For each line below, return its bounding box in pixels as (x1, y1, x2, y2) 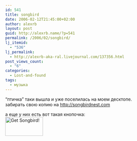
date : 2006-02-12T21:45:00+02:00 (5, 17, 75, 22)
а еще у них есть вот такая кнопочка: (5, 111, 85, 117)
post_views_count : (5, 59, 44, 64)
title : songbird (5, 12, 39, 17)
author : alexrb (5, 21, 37, 27)
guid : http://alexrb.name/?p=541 (5, 31, 75, 36)
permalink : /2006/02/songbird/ (5, 36, 71, 41)
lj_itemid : (5, 40, 28, 45)
